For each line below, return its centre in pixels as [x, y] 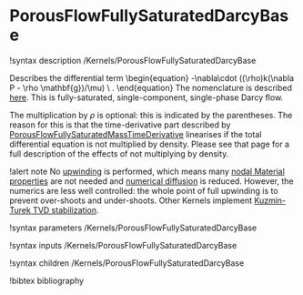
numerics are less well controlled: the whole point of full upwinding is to [144, 190]
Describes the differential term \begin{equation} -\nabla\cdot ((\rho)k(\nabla [151, 77]
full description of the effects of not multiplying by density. [119, 153]
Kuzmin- [270, 200]
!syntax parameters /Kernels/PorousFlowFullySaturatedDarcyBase [133, 228]
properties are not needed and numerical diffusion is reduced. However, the [151, 181]
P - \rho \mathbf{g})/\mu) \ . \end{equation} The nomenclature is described [151, 87]
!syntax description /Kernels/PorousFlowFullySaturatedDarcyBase [133, 60]
